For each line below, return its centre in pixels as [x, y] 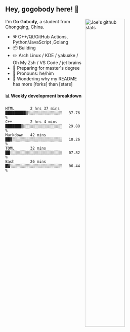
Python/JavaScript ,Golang [40, 42]
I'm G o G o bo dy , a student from [38, 21]
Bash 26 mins [26, 162]
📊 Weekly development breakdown [44, 96]
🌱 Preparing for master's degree [46, 68]
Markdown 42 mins [26, 135]
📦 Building [24, 48]
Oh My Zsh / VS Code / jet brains [47, 62]
